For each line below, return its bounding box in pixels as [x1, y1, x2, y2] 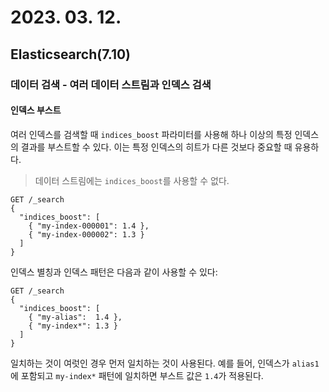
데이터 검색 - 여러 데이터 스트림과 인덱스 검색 [10, 77, 212, 91]
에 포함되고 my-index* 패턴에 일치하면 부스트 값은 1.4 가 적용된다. [10, 369, 264, 381]
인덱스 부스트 [10, 104, 62, 116]
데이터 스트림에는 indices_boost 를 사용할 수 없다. [34, 174, 230, 186]
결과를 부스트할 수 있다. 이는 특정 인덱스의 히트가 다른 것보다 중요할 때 [20, 141, 293, 153]
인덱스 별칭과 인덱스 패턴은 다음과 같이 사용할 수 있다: [10, 266, 218, 278]
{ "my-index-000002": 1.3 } [28, 229, 145, 240]
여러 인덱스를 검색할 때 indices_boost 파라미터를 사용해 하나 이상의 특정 [10, 128, 293, 140]
